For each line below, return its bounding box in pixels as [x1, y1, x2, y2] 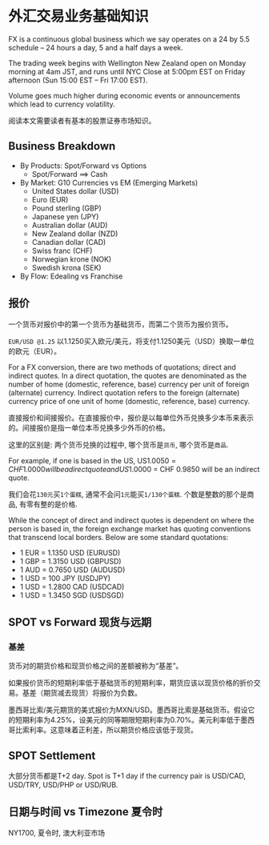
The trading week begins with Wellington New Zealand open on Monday [8, 58, 247, 68]
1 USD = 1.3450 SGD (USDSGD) [19, 590, 124, 600]
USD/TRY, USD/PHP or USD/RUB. [8, 780, 118, 790]
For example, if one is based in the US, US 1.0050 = [8, 455, 177, 465]
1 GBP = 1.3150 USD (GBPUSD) [19, 556, 122, 566]
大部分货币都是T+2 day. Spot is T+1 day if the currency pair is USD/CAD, [8, 771, 247, 781]
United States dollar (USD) [31, 186, 119, 196]
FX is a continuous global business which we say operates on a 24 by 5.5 [8, 34, 251, 44]
